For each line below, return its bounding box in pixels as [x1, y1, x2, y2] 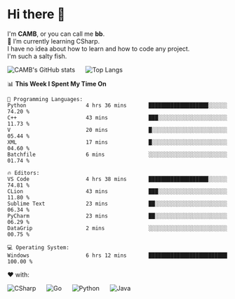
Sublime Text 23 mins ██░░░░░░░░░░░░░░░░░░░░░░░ [7, 200, 228, 207]
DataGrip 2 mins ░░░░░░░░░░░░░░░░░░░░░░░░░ [7, 225, 228, 232]
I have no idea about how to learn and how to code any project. [7, 44, 190, 53]
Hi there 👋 [7, 6, 65, 22]
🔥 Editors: [7, 169, 40, 176]
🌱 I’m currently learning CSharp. [7, 36, 100, 45]
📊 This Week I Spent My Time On [7, 79, 107, 88]
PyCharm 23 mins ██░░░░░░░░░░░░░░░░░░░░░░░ [7, 212, 228, 220]
